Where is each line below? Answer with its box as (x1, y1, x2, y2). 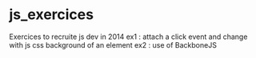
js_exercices (9, 6, 94, 24)
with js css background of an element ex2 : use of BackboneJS (9, 40, 217, 49)
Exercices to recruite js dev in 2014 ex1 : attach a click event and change (9, 32, 248, 41)
